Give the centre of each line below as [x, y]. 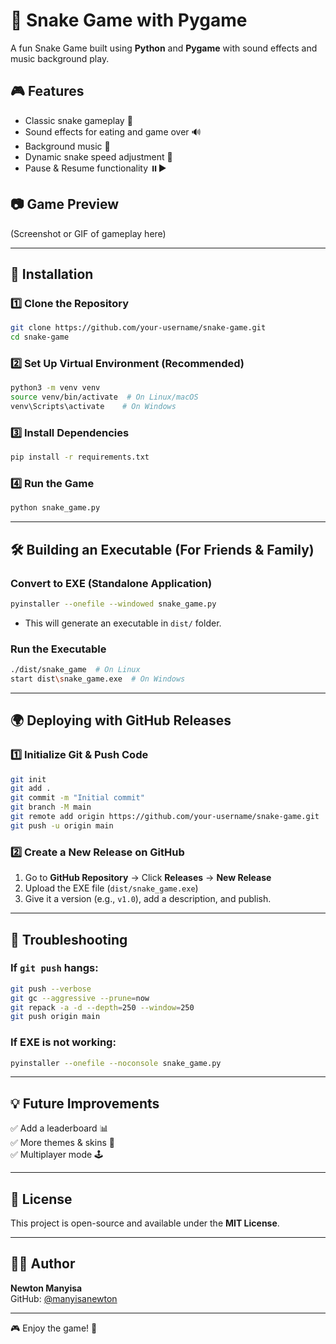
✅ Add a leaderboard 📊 [59, 1128]
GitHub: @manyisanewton [64, 1298]
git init [28, 779]
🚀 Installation [52, 274]
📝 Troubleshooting [69, 939]
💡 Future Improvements [85, 1103]
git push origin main [55, 1017]
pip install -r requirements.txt [80, 457]
